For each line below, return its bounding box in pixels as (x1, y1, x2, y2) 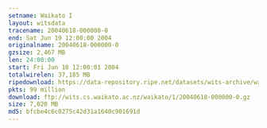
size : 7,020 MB (8, 100, 59, 108)
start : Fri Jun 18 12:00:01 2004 (8, 64, 119, 72)
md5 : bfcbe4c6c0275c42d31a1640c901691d (8, 108, 141, 116)
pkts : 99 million (8, 85, 66, 94)
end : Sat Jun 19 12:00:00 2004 (8, 33, 112, 42)
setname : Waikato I (8, 11, 73, 20)
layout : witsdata (8, 19, 66, 27)
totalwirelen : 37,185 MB (8, 71, 91, 79)
